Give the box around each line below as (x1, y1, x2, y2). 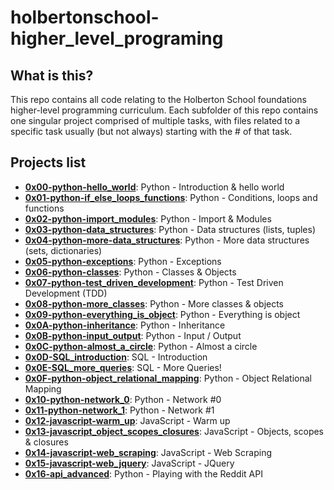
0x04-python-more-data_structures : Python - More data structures (24, 234, 310, 246)
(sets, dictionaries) (24, 244, 103, 256)
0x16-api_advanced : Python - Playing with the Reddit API (24, 467, 263, 480)
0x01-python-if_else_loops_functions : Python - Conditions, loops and (24, 191, 318, 203)
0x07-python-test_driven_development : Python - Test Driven (24, 276, 284, 288)
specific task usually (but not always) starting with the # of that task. (10, 126, 293, 137)
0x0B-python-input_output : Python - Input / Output (24, 329, 242, 341)
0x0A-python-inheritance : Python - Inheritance (24, 319, 226, 331)
